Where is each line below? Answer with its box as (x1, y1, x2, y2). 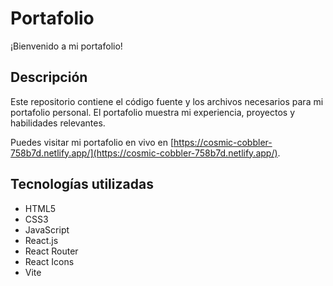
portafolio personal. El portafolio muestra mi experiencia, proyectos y (10, 106, 296, 118)
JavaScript (24, 223, 70, 236)
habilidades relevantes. (10, 117, 106, 129)
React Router (24, 245, 79, 257)
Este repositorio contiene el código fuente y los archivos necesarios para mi (10, 95, 324, 107)
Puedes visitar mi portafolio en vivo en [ (10, 136, 175, 148)
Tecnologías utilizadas (10, 176, 154, 193)
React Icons (24, 255, 75, 267)
